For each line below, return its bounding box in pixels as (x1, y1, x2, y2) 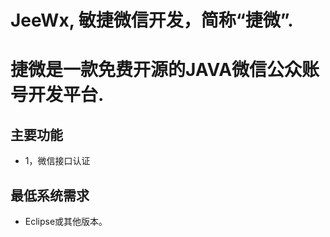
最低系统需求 (10, 187, 90, 204)
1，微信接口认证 (24, 155, 91, 167)
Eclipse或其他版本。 (24, 216, 108, 227)
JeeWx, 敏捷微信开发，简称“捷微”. (10, 9, 294, 32)
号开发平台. (10, 84, 105, 106)
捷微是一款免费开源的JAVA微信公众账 (10, 59, 320, 81)
